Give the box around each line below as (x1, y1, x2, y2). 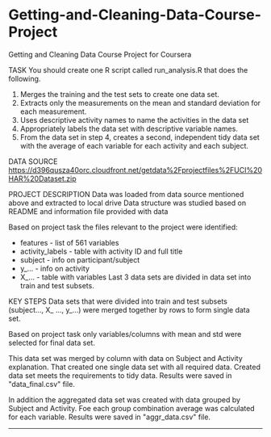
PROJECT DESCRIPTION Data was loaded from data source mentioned (8, 189, 244, 199)
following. (8, 74, 41, 83)
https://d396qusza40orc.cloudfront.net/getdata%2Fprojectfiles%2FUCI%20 (8, 165, 263, 174)
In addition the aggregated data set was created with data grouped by (8, 394, 240, 405)
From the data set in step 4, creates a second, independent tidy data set (19, 132, 260, 142)
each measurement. (19, 107, 87, 116)
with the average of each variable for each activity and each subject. (19, 141, 248, 150)
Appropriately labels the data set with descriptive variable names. (19, 124, 238, 133)
